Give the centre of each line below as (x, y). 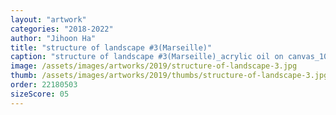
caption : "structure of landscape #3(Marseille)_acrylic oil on (147, 57)
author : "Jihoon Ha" (53, 38)
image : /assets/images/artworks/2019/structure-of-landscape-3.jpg (154, 66)
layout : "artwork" (48, 19)
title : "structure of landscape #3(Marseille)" (111, 47)
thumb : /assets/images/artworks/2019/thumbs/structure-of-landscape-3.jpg (169, 76)
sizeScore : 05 (40, 94)
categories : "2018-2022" (62, 29)
